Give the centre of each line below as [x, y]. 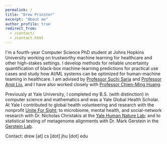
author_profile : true [28, 24]
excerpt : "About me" [27, 19]
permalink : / [19, 10]
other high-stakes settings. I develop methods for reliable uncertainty [77, 63]
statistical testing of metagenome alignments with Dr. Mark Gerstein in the [82, 121]
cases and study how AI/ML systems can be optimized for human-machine [83, 74]
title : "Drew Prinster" [30, 15]
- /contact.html [27, 38]
